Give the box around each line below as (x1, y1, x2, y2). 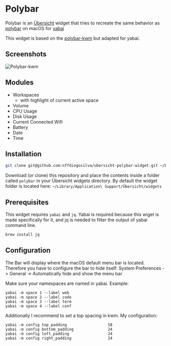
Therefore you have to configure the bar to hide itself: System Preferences (5, 265, 161, 271)
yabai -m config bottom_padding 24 (5, 327, 113, 332)
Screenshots (5, 50, 47, 59)
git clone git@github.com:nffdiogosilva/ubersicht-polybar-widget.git (5, 163, 158, 168)
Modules (5, 78, 34, 87)
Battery (12, 124, 28, 130)
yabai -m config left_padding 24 (5, 331, 113, 336)
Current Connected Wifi (12, 119, 63, 125)
